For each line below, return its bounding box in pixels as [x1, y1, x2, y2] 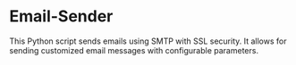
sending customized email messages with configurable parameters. [9, 45, 259, 55]
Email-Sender [9, 6, 114, 27]
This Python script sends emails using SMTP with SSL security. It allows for [9, 36, 287, 46]
